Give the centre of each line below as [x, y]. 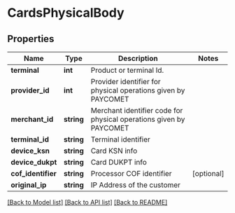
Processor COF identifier [131, 173]
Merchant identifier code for [137, 110]
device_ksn [30, 151]
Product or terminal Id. [127, 70]
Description [138, 59]
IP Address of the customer [135, 185]
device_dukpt [34, 162]
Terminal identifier [120, 139]
